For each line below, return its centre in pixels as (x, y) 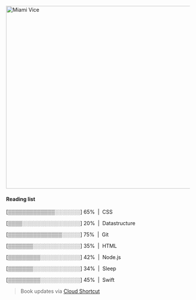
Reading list (21, 199)
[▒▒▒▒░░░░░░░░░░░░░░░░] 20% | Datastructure (71, 223)
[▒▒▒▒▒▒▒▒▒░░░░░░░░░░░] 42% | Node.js (64, 257)
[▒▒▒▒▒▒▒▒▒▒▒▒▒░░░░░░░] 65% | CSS (59, 212)
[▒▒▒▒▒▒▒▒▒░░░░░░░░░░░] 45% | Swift (60, 280)
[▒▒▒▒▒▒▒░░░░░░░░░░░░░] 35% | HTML (62, 246)
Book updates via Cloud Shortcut (60, 291)
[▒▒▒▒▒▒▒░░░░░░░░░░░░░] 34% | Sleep (61, 268)
